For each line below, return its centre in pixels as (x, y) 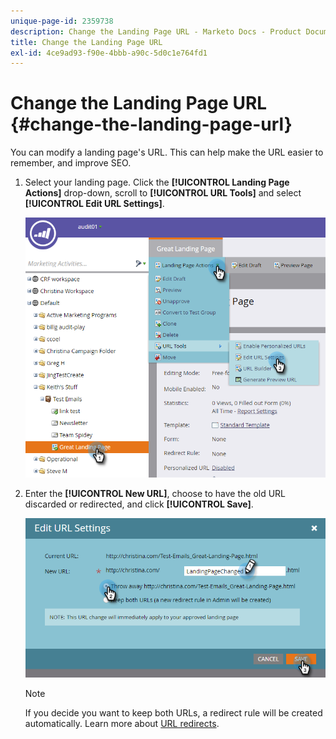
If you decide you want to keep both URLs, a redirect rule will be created (173, 712)
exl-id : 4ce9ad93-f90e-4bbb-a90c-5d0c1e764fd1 (109, 53)
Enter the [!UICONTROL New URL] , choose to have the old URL (155, 494)
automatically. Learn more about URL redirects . (122, 723)
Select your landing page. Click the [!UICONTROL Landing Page (157, 182)
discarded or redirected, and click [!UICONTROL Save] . (139, 504)
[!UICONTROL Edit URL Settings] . (94, 204)
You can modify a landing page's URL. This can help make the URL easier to (167, 152)
